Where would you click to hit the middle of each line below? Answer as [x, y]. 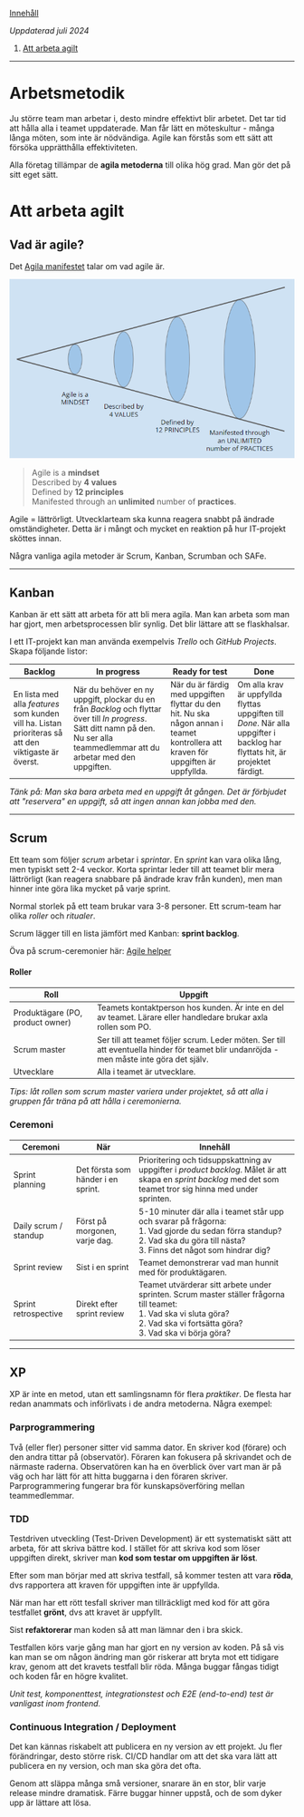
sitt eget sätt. [34, 174]
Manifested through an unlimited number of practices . [134, 501]
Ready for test [200, 671]
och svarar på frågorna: [183, 1221]
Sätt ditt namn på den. [114, 728]
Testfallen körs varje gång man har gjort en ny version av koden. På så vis [147, 1647]
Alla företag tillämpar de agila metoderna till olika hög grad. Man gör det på [150, 165]
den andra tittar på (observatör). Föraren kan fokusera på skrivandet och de [151, 1457]
